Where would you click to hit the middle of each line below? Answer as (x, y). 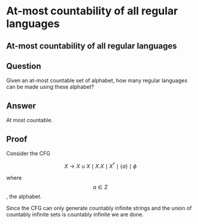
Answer (21, 106)
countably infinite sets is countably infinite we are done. (75, 214)
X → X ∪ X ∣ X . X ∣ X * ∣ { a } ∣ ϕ (100, 166)
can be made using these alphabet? (50, 87)
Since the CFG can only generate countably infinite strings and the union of (99, 208)
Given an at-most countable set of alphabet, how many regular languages (97, 81)
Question (24, 66)
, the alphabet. (24, 196)
